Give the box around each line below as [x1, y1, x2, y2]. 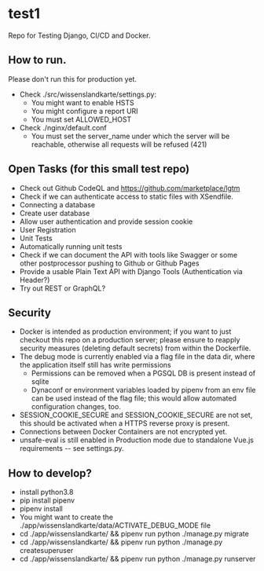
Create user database [19, 208, 90, 218]
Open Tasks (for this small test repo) [8, 163, 190, 176]
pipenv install [19, 504, 63, 514]
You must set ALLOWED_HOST [31, 115, 132, 124]
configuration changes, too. [31, 402, 122, 412]
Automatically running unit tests [19, 241, 123, 251]
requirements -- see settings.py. [19, 444, 124, 453]
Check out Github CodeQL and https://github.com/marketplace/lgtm [19, 183, 240, 192]
